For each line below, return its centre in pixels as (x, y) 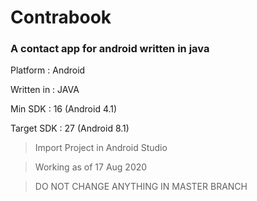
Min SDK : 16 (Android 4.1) (64, 109)
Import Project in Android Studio (101, 148)
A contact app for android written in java (110, 49)
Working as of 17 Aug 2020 (91, 167)
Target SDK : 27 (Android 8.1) (70, 128)
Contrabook (61, 17)
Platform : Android (48, 70)
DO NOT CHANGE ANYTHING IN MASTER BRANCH (141, 187)
